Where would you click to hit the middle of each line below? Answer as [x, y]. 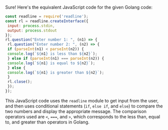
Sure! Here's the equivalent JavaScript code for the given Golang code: [79, 7]
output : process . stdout [32, 30]
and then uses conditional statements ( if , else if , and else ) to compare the [84, 106]
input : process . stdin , [31, 26]
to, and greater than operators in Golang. [47, 122]
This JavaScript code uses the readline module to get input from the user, [82, 100]
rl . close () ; [20, 82]
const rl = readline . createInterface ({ [47, 21]
